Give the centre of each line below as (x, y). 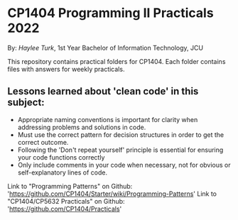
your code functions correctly (61, 157)
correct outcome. (43, 142)
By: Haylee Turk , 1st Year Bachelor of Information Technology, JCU (106, 48)
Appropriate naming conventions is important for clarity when (108, 119)
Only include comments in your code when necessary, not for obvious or (124, 165)
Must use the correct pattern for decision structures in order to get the (121, 134)
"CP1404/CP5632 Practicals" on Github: (66, 201)
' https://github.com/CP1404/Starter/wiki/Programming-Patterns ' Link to (112, 194)
